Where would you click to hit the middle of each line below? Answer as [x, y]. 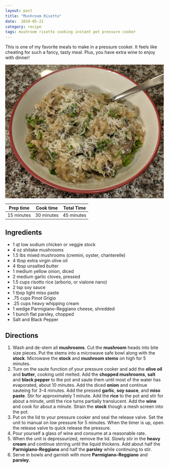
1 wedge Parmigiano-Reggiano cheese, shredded [63, 309]
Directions [22, 335]
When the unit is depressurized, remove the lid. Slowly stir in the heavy [86, 439]
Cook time [47, 208]
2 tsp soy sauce [29, 287]
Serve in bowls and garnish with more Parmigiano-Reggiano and [80, 455]
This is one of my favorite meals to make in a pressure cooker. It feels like [81, 47]
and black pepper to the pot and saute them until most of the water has [87, 380]
